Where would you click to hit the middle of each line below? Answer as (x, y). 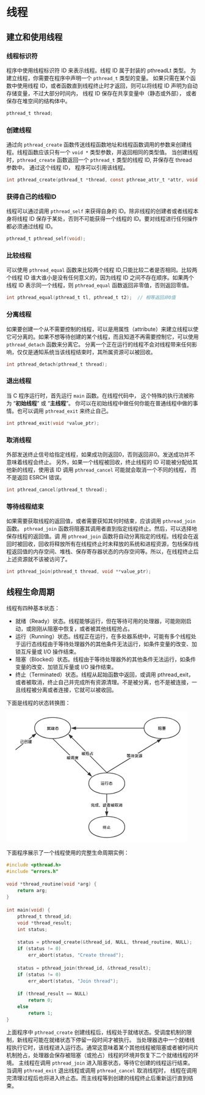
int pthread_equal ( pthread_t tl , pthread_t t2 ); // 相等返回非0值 (91, 298)
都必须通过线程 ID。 (31, 226)
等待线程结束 (25, 506)
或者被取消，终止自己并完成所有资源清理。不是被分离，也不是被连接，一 (106, 682)
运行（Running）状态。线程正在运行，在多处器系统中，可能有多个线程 (103, 636)
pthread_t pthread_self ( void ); (46, 239)
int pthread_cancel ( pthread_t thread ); (57, 490)
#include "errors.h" (33, 871)
